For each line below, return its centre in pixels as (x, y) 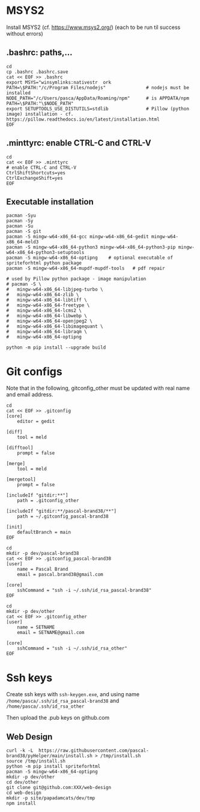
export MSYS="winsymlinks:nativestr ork (59, 82)
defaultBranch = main (44, 532)
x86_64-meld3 (23, 242)
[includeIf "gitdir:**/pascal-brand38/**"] (62, 511)
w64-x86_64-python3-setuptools (45, 253)
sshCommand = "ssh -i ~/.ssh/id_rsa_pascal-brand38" (84, 591)
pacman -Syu (21, 216)
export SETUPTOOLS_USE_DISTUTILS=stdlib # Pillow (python (98, 109)
